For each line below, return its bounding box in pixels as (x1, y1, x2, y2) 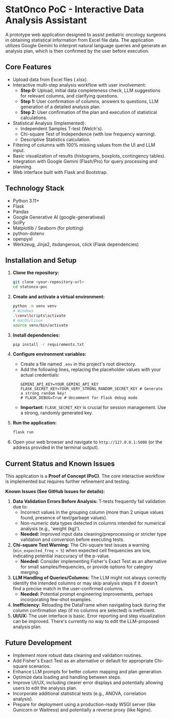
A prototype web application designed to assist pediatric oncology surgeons (5, 31, 166, 37)
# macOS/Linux (12, 318, 43, 323)
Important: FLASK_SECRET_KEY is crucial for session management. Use (20, 404, 166, 411)
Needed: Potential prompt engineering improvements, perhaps (20, 591, 153, 597)
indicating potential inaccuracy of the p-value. (12, 553, 110, 559)
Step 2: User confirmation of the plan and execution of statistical (20, 109, 157, 115)
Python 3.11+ (12, 198, 40, 204)
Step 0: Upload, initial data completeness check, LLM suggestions (20, 87, 161, 93)
